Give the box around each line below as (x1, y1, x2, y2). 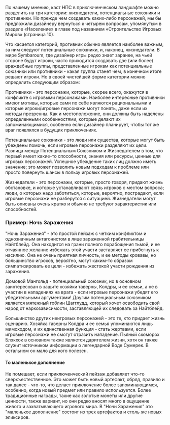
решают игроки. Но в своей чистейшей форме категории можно (5, 74, 146, 79)
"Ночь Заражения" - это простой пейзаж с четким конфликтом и (5, 230, 147, 236)
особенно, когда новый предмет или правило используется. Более (5, 387, 151, 393)
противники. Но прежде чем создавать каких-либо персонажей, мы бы (5, 15, 161, 21)
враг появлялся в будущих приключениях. (5, 127, 98, 133)
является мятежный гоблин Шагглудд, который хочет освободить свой (5, 300, 160, 306)
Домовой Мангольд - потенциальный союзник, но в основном (5, 278, 141, 284)
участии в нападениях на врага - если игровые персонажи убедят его (5, 289, 158, 295)
